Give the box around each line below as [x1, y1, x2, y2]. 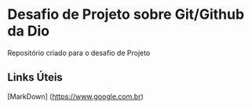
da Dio [7, 22, 50, 40]
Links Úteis [7, 71, 64, 84]
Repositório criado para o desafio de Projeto [7, 48, 151, 57]
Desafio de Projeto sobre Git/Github [7, 5, 245, 24]
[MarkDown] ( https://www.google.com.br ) [7, 92, 144, 101]
